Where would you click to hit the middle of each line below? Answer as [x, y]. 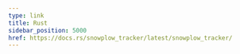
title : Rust [28, 23]
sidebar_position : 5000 [48, 30]
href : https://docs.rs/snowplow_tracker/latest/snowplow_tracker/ [120, 38]
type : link [26, 15]
